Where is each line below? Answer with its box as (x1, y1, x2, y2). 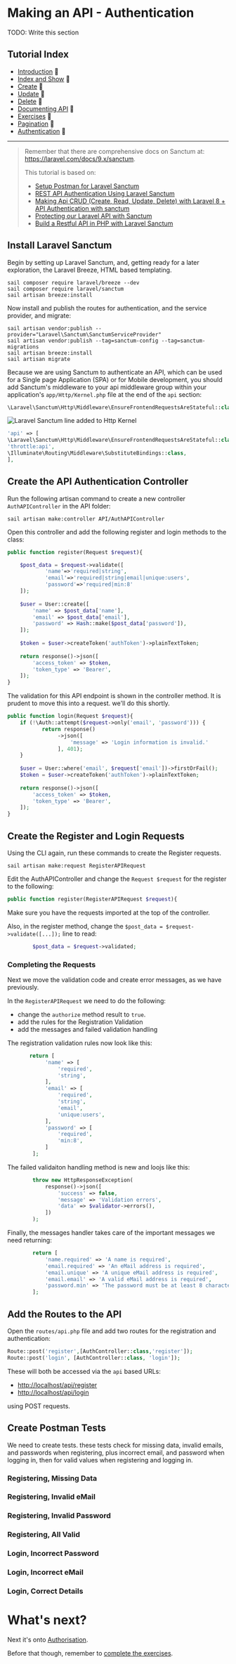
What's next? (7, 1612, 87, 1628)
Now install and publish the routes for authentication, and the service (7, 303, 207, 312)
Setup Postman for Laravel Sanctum (34, 181, 140, 190)
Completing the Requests (7, 959, 96, 969)
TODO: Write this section (7, 28, 79, 37)
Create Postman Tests (7, 1422, 107, 1434)
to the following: (7, 882, 54, 890)
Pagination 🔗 (17, 119, 55, 128)
